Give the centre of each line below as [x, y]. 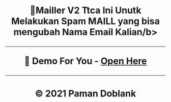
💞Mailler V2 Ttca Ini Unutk [85, 10]
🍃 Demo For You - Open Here [85, 61]
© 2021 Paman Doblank [85, 94]
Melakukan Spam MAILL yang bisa [85, 21]
